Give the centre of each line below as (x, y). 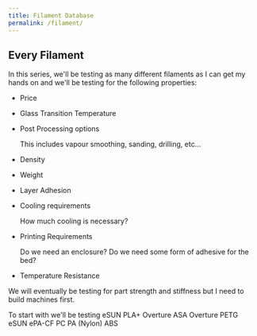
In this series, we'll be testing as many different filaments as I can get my (127, 74)
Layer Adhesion (45, 191)
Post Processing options (59, 129)
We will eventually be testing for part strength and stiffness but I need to (126, 292)
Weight (31, 175)
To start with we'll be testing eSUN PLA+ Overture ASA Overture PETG (123, 315)
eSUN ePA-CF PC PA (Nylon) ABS (63, 323)
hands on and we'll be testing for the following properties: (102, 83)
